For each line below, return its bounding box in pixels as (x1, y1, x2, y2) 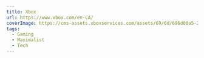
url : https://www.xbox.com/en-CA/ (6, 14, 94, 21)
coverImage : (6, 20, 36, 26)
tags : (6, 25, 20, 32)
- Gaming (12, 31, 34, 37)
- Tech (12, 43, 29, 49)
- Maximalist (12, 37, 45, 43)
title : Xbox (6, 8, 36, 15)
